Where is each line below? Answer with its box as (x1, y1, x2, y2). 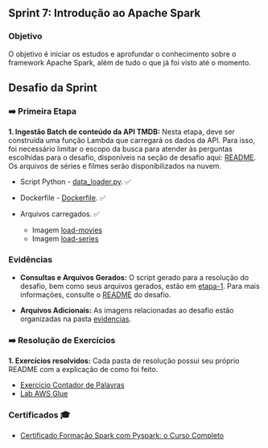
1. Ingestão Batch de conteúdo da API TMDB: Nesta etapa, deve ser (8, 127, 236, 136)
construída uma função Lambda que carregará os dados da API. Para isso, (8, 136, 256, 145)
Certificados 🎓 (8, 409, 71, 421)
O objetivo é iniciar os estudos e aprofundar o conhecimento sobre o (8, 48, 237, 59)
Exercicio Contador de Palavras (19, 379, 125, 390)
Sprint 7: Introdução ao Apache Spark (8, 6, 201, 20)
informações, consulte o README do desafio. (19, 290, 171, 299)
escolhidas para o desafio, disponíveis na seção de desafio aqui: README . (8, 153, 256, 162)
